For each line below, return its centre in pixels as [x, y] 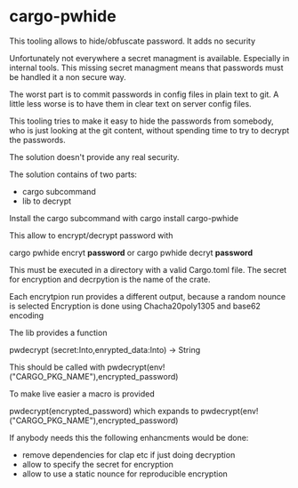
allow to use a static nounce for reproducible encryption [125, 474]
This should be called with [57, 367]
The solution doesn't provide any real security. [94, 156]
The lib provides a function [58, 332]
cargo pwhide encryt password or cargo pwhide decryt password [131, 252]
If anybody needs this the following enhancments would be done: [129, 437]
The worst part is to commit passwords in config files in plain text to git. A [144, 94]
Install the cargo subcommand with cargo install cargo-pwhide [124, 218]
